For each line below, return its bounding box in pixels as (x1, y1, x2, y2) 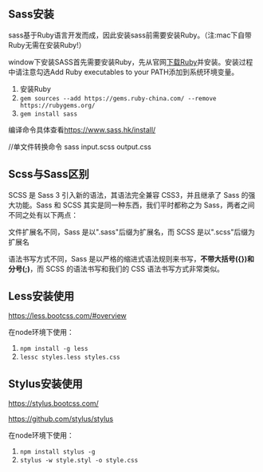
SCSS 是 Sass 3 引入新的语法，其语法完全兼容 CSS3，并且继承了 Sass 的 (8, 190, 249, 199)
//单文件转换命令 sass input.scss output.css (8, 142, 151, 151)
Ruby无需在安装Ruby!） (8, 40, 86, 49)
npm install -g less (19, 345, 88, 353)
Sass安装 (8, 7, 54, 22)
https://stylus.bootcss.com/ (8, 399, 100, 408)
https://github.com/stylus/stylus (8, 414, 114, 424)
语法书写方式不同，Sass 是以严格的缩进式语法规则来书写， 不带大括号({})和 (8, 254, 255, 263)
